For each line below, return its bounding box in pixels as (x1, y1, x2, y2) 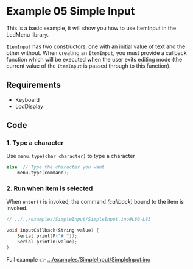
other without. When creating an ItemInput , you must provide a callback (6, 49, 187, 56)
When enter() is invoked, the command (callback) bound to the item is (6, 198, 184, 206)
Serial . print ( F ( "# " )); (17, 233, 78, 239)
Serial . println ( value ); (17, 239, 78, 245)
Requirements (6, 80, 61, 90)
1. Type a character (6, 138, 64, 147)
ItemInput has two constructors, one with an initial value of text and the (6, 43, 186, 50)
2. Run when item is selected (6, 184, 93, 193)
